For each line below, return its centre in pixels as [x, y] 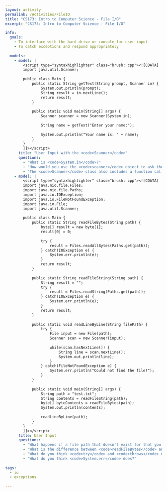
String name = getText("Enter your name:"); [87, 125]
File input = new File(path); [81, 334]
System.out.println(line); [86, 357]
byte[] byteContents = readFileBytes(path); [87, 403]
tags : [11, 468]
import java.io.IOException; [53, 195]
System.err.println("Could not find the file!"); [102, 371]
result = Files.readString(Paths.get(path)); [97, 292]
